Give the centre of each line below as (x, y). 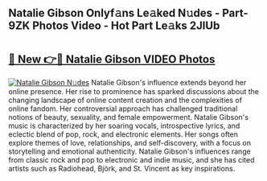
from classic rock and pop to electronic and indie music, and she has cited (131, 160)
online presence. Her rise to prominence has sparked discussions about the (134, 91)
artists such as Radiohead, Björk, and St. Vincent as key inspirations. (122, 169)
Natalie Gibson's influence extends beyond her (169, 82)
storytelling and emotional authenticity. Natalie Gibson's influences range (129, 151)
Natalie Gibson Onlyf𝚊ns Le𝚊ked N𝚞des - (114, 13)
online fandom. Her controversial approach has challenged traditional (123, 109)
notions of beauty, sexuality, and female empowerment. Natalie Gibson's (129, 117)
